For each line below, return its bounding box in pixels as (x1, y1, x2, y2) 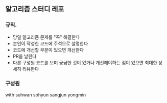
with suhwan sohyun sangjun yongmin (5, 91, 86, 98)
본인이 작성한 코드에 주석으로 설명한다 (12, 40, 88, 46)
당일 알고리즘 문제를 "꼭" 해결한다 (12, 34, 80, 40)
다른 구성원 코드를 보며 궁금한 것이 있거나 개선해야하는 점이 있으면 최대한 (12, 59, 157, 65)
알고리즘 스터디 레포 (5, 5, 64, 14)
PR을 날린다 (12, 53, 37, 59)
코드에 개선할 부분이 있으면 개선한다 (12, 46, 84, 53)
